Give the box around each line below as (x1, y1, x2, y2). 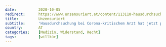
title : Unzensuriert (5, 16, 65, 21)
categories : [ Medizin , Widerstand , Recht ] (5, 30, 100, 35)
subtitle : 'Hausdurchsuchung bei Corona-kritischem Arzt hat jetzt (5, 21, 158, 26)
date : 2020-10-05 (5, 7, 61, 12)
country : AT (5, 25, 43, 30)
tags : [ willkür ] (5, 35, 58, 40)
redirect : (5, 12, 26, 17)
